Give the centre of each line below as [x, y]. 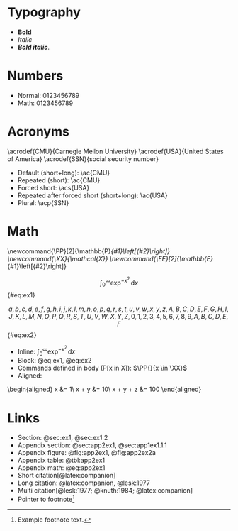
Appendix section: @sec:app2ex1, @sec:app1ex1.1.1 [92, 445]
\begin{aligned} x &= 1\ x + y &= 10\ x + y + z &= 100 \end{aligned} [104, 389]
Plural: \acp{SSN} [43, 202]
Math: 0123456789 [45, 103]
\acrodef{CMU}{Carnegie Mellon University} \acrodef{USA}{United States [116, 151]
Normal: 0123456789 [49, 95]
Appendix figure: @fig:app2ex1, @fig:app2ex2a [86, 453]
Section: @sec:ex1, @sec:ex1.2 [63, 438]
